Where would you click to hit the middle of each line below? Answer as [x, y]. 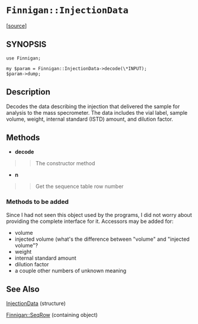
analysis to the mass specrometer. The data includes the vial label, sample [97, 112]
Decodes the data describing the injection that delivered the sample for [93, 106]
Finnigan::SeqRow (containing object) [52, 315]
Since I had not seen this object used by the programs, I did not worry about [99, 215]
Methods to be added [38, 202]
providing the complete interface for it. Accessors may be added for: [90, 221]
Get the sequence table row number [79, 187]
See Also [23, 289]
